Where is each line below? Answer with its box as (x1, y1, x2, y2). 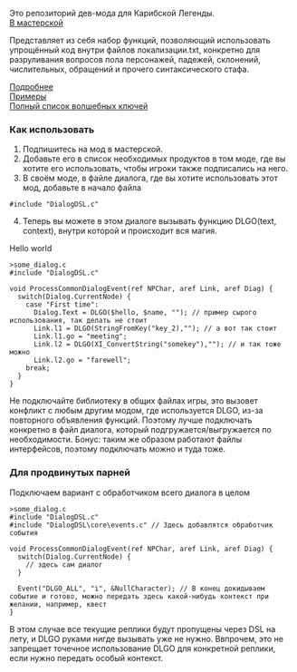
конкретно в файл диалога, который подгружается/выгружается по (9, 424, 272, 435)
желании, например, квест (9, 599, 107, 609)
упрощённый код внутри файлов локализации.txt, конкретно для (9, 44, 261, 55)
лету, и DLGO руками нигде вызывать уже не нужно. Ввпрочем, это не (9, 633, 283, 644)
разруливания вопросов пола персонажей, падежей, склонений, (9, 54, 261, 64)
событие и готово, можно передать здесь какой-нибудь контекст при (9, 591, 270, 601)
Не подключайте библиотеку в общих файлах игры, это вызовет (9, 395, 258, 406)
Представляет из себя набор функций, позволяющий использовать (9, 35, 271, 45)
